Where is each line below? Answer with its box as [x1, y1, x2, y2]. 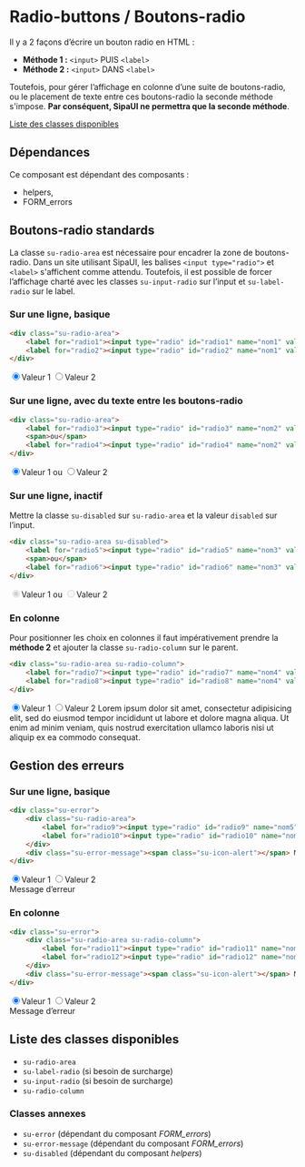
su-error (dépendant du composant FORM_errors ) [22, 1128, 212, 1139]
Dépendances [9, 145, 91, 160]
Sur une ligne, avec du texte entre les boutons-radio [9, 394, 243, 407]
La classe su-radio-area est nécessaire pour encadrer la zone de [9, 247, 253, 258]
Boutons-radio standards [9, 223, 155, 238]
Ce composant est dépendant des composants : [9, 168, 190, 179]
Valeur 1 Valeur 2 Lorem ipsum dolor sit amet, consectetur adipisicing [21, 703, 292, 714]
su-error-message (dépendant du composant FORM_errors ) [22, 1138, 244, 1149]
